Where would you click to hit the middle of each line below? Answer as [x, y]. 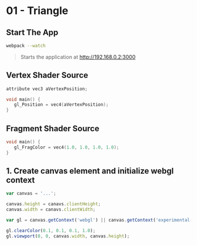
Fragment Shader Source [53, 128]
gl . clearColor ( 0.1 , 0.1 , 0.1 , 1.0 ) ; [51, 230]
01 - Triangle [37, 11]
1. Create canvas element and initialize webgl [90, 171]
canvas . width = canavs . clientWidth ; [51, 210]
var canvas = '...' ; [31, 194]
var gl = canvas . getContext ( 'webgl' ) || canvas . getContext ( [81, 220]
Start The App [32, 32]
